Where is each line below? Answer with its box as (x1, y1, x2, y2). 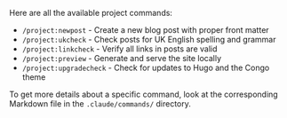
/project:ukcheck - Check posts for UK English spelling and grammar (21, 35, 276, 44)
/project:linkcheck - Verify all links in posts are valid (21, 43, 218, 54)
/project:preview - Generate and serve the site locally (21, 53, 222, 63)
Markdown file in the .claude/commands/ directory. (9, 98, 191, 109)
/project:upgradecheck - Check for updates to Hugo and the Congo (21, 62, 270, 73)
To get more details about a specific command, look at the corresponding (9, 89, 278, 99)
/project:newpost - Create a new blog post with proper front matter (21, 25, 269, 35)
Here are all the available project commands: (9, 8, 173, 18)
